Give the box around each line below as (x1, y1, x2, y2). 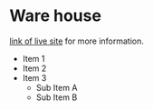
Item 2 (22, 63, 47, 74)
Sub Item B (35, 92, 78, 103)
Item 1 (22, 53, 45, 64)
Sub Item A (35, 82, 78, 93)
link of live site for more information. (9, 35, 145, 46)
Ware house (9, 5, 102, 26)
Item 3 (22, 72, 47, 83)
